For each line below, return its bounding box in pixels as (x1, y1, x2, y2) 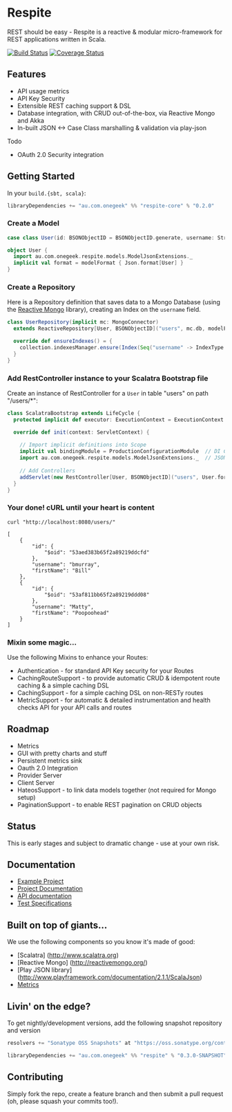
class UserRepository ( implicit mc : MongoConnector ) (7, 319, 159, 326)
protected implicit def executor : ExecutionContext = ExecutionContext (13, 416, 224, 423)
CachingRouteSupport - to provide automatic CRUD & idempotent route (17, 674, 220, 683)
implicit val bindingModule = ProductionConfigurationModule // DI (19, 448, 221, 455)
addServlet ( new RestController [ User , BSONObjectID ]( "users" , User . (19, 474, 217, 481)
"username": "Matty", (32, 603, 95, 610)
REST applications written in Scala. (7, 35, 106, 43)
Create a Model (7, 219, 60, 228)
